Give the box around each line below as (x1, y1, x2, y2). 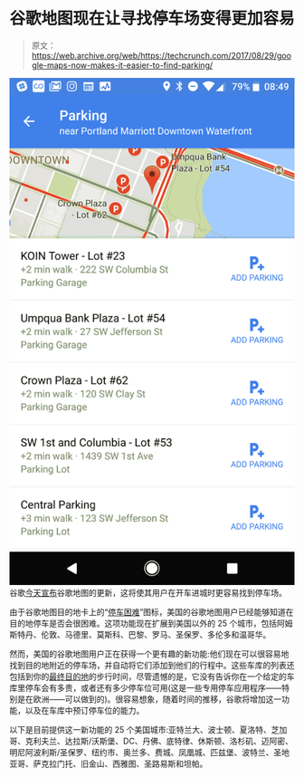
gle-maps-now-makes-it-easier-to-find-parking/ (31, 60, 214, 71)
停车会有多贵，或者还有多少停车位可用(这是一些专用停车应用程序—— (24, 682, 282, 693)
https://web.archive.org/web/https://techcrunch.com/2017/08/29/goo (31, 50, 292, 61)
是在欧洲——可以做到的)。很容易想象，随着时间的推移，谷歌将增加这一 (16, 694, 282, 705)
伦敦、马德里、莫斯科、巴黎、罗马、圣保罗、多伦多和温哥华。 (40, 628, 271, 639)
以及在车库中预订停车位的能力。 (24, 705, 145, 715)
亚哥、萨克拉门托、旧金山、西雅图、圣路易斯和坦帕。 (9, 758, 208, 769)
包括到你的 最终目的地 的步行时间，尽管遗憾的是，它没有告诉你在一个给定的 (9, 671, 287, 682)
